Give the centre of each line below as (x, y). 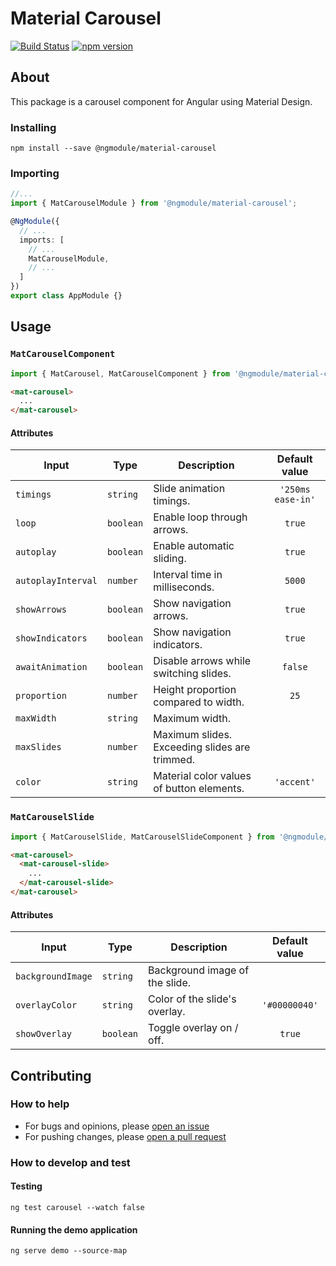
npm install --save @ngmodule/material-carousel (113, 148)
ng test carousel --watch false (77, 1207)
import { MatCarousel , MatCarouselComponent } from (120, 373)
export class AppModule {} (66, 296)
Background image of (199, 970)
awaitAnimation (51, 667)
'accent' (295, 782)
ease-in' (295, 500)
